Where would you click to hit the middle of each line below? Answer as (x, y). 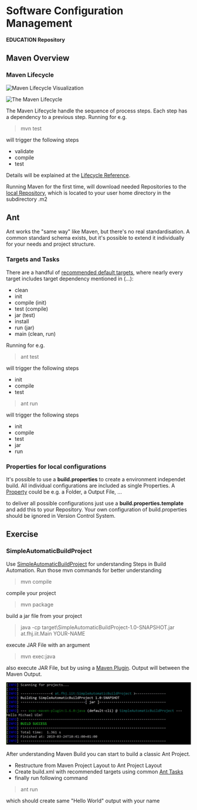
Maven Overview (38, 58)
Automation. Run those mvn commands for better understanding (84, 570)
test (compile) (31, 309)
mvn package (37, 604)
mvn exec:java (38, 656)
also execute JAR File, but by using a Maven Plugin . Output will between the (98, 667)
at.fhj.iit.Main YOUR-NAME (53, 633)
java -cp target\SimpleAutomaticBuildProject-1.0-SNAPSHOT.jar (97, 627)
